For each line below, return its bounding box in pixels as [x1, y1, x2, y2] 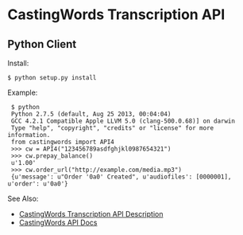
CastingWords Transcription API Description [18, 210, 164, 218]
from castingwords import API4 [10, 138, 114, 146]
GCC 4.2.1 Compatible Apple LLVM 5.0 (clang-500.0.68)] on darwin [10, 117, 236, 125]
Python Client [7, 37, 77, 51]
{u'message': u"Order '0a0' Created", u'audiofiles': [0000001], [10, 173, 232, 181]
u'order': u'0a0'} [7, 180, 68, 188]
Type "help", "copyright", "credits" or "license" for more [10, 124, 214, 132]
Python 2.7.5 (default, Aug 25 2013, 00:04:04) [10, 110, 172, 118]
